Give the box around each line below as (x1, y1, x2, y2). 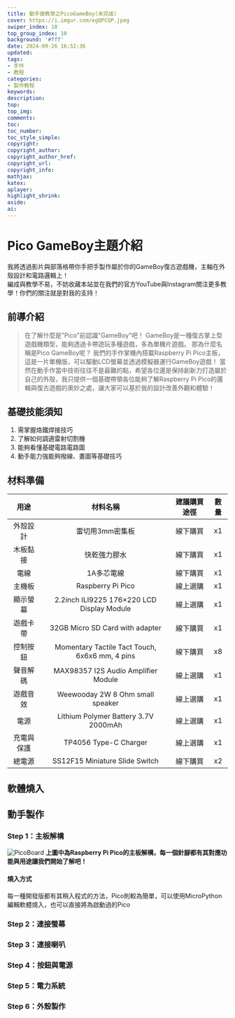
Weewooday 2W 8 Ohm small (57, 690, 155, 699)
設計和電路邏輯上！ (13, 271, 69, 279)
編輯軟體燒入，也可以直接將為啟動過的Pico (7, 900, 131, 909)
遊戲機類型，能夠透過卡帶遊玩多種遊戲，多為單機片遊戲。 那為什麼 (24, 340, 217, 348)
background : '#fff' (7, 36, 64, 43)
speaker (92, 698, 119, 708)
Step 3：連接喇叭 (7, 940, 66, 949)
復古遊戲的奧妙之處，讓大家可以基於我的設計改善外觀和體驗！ (36, 383, 215, 392)
